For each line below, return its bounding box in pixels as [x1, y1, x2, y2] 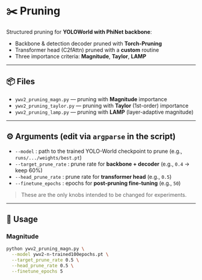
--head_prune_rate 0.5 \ [11, 263, 74, 269]
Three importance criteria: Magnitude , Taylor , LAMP [14, 52, 147, 60]
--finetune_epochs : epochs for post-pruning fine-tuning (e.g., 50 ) [14, 179, 181, 187]
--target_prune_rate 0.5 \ [11, 257, 79, 263]
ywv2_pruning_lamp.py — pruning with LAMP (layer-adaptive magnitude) [14, 108, 194, 116]
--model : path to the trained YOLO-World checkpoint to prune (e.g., [14, 148, 182, 155]
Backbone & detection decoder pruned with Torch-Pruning [14, 40, 162, 47]
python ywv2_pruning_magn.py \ [6, 246, 85, 252]
